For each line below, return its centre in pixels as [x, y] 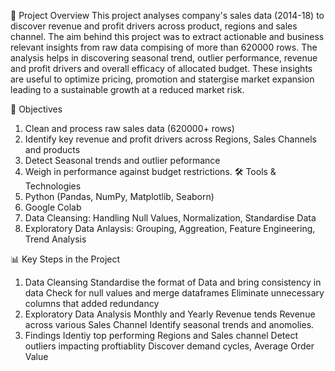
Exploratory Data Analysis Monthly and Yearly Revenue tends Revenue [170, 314]
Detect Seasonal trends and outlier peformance [122, 160]
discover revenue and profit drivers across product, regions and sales [154, 26]
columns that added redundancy [92, 303]
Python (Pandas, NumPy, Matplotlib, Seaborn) [119, 196]
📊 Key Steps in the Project [65, 259]
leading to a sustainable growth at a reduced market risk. [127, 89]
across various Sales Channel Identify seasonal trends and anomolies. [169, 324]
